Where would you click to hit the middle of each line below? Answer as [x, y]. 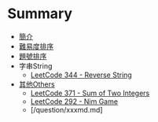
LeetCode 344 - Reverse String [81, 75]
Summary [40, 14]
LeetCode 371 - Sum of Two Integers [90, 93]
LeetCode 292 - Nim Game [74, 101]
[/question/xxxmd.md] [66, 109]
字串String [35, 66]
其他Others [37, 84]
